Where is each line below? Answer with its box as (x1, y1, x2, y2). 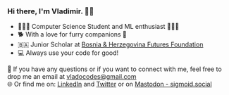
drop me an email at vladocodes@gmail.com (7, 72, 137, 81)
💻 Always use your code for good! (17, 49, 119, 57)
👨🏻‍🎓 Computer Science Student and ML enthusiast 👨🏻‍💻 (17, 23, 180, 31)
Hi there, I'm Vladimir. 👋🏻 (7, 6, 94, 16)
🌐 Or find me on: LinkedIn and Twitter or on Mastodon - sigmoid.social (7, 80, 213, 89)
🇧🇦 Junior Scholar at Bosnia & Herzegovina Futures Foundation (17, 40, 204, 49)
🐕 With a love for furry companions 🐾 (17, 30, 127, 39)
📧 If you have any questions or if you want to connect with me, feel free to (7, 65, 222, 73)
